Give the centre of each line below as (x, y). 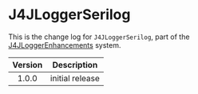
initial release (75, 78)
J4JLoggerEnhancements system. (65, 45)
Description (75, 65)
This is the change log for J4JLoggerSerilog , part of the (99, 37)
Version (28, 65)
